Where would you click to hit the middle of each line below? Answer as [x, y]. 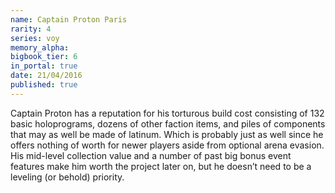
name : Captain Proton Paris [69, 19]
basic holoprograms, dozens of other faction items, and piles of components [168, 123]
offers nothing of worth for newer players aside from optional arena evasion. [167, 145]
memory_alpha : [40, 47]
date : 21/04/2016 [46, 76]
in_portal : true [44, 66]
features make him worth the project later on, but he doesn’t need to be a [161, 166]
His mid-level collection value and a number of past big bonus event [151, 155]
